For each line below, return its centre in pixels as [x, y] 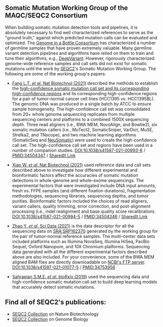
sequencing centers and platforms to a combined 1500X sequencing [80, 119]
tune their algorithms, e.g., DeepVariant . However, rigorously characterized [80, 58]
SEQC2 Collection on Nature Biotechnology [55, 314]
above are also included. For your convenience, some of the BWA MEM [83, 257]
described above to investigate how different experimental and [75, 170]
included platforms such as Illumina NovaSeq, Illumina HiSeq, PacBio [81, 241]
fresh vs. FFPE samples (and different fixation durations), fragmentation [84, 190]
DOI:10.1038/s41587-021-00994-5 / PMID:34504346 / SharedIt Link [80, 216]
